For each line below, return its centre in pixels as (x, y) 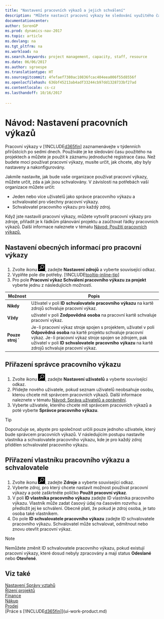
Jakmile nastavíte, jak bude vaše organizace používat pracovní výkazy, (76, 177)
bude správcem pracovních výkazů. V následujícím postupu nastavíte (75, 434)
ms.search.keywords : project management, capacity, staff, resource (76, 57)
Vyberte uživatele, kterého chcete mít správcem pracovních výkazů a (82, 405)
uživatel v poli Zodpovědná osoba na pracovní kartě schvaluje (94, 315)
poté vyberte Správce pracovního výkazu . (55, 410)
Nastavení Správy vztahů (30, 585)
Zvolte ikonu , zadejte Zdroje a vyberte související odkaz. (73, 482)
